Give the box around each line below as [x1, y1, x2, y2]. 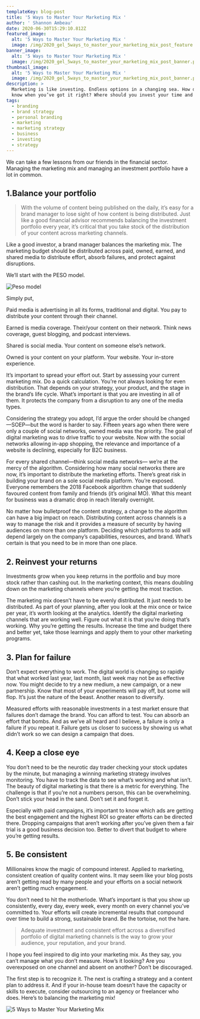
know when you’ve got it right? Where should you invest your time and [11, 92, 193, 98]
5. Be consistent [6, 849, 67, 860]
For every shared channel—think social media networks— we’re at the [6, 458, 178, 466]
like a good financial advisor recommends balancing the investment [20, 217, 187, 224]
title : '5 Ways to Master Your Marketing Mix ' [6, 14, 127, 20]
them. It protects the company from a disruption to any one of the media [6, 397, 183, 404]
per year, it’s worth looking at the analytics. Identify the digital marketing [6, 609, 183, 617]
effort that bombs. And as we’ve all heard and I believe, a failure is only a [6, 718, 185, 725]
